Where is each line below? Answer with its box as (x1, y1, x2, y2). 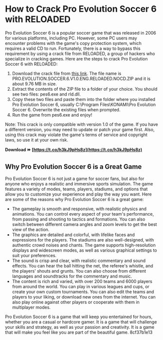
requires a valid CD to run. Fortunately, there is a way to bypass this (5, 45, 141, 51)
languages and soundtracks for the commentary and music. (12, 273, 132, 279)
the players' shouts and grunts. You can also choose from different (12, 268, 146, 274)
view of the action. (12, 226, 50, 232)
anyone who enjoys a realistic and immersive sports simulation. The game (5, 180, 153, 186)
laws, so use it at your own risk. (5, 137, 69, 142)
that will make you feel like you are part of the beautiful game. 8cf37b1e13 (5, 329, 153, 335)
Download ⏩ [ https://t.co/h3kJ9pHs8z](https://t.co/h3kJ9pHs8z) (5, 146, 143, 152)
